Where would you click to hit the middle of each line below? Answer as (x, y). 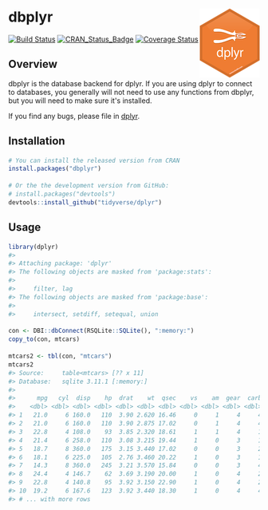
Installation (37, 141)
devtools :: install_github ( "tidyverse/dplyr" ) (85, 202)
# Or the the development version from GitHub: (89, 186)
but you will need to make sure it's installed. (81, 101)
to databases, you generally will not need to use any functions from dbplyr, (131, 92)
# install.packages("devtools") (62, 194)
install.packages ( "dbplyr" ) (55, 169)
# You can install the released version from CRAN (94, 160)
